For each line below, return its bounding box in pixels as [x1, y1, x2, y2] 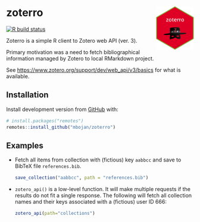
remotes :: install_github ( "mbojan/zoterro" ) [6, 124, 116, 130]
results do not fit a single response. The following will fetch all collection [14, 192, 192, 199]
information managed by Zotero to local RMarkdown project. [6, 55, 154, 62]
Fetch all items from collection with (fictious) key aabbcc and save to [14, 156, 182, 163]
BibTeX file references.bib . [14, 163, 82, 170]
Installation [6, 90, 49, 100]
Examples [6, 140, 43, 151]
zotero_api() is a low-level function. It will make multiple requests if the [14, 186, 191, 193]
